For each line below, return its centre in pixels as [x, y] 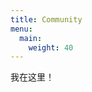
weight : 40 [51, 47]
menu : [21, 29]
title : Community [46, 19]
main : [31, 38]
